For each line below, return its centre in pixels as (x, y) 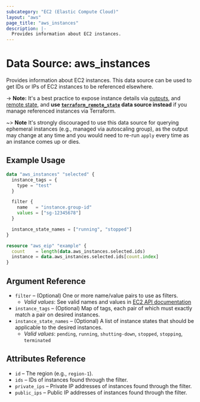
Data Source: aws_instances (78, 64)
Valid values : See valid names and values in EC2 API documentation (107, 302)
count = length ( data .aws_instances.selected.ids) (79, 251)
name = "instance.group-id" (55, 207)
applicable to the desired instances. (59, 327)
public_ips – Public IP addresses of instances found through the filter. (101, 392)
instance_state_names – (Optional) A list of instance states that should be (104, 321)
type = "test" (34, 185)
